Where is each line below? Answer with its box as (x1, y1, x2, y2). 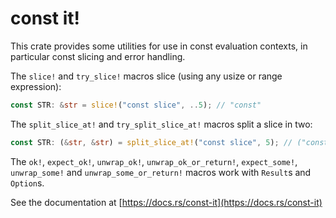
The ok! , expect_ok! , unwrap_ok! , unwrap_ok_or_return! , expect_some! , (10, 155, 298, 167)
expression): (10, 80, 62, 92)
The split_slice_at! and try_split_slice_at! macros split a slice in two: (10, 118, 313, 130)
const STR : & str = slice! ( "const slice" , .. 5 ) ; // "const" (10, 100, 262, 110)
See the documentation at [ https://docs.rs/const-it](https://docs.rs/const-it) (10, 196, 323, 208)
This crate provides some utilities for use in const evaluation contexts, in (10, 40, 308, 52)
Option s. (10, 177, 45, 189)
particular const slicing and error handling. (10, 50, 186, 62)
